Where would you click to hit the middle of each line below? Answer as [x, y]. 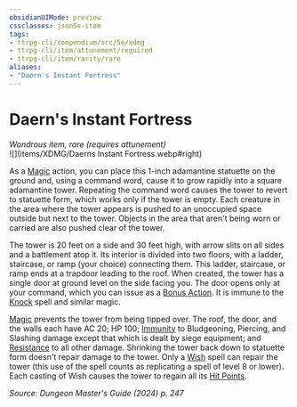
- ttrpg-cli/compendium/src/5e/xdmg [77, 42]
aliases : [25, 68]
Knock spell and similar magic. [65, 301]
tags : [19, 34]
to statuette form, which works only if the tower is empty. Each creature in [144, 199]
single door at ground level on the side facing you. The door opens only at [144, 282]
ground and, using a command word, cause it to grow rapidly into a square [146, 180]
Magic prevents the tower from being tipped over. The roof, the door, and [143, 319]
